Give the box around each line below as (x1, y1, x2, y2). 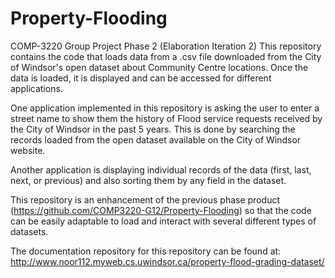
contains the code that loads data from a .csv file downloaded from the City (10, 50, 322, 62)
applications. (10, 82, 63, 94)
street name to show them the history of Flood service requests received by (10, 112, 323, 124)
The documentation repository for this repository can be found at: (10, 245, 282, 257)
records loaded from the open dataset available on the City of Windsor (10, 133, 302, 146)
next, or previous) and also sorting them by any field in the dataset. (10, 174, 287, 186)
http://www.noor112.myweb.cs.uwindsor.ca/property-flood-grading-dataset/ (10, 255, 325, 267)
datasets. (10, 225, 49, 237)
